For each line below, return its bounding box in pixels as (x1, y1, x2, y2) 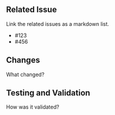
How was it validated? (6, 103, 60, 111)
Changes (6, 55, 40, 65)
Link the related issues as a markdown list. (6, 20, 109, 27)
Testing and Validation (6, 88, 90, 98)
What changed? (6, 71, 45, 78)
